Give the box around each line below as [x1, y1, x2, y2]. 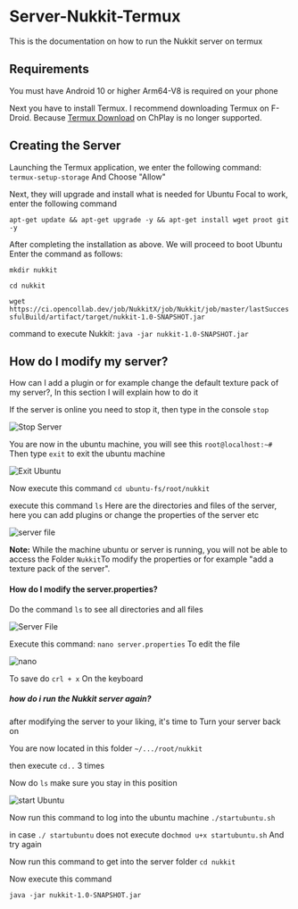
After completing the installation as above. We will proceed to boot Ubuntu [9, 238, 283, 249]
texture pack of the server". [9, 563, 111, 574]
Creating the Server [9, 138, 121, 154]
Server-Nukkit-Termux [9, 6, 181, 27]
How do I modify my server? [9, 354, 169, 369]
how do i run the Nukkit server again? [9, 694, 152, 705]
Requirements [9, 62, 89, 77]
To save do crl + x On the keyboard [9, 672, 144, 684]
